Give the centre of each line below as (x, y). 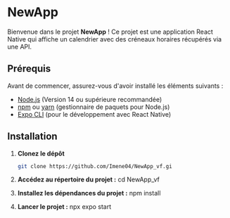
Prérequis (29, 69)
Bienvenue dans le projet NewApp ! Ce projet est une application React (110, 32)
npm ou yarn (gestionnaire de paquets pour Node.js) (94, 107)
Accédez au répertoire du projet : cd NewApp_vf (88, 179)
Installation (32, 137)
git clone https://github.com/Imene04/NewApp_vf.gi (95, 166)
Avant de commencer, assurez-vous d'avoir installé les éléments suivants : (115, 86)
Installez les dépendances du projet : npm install (89, 193)
